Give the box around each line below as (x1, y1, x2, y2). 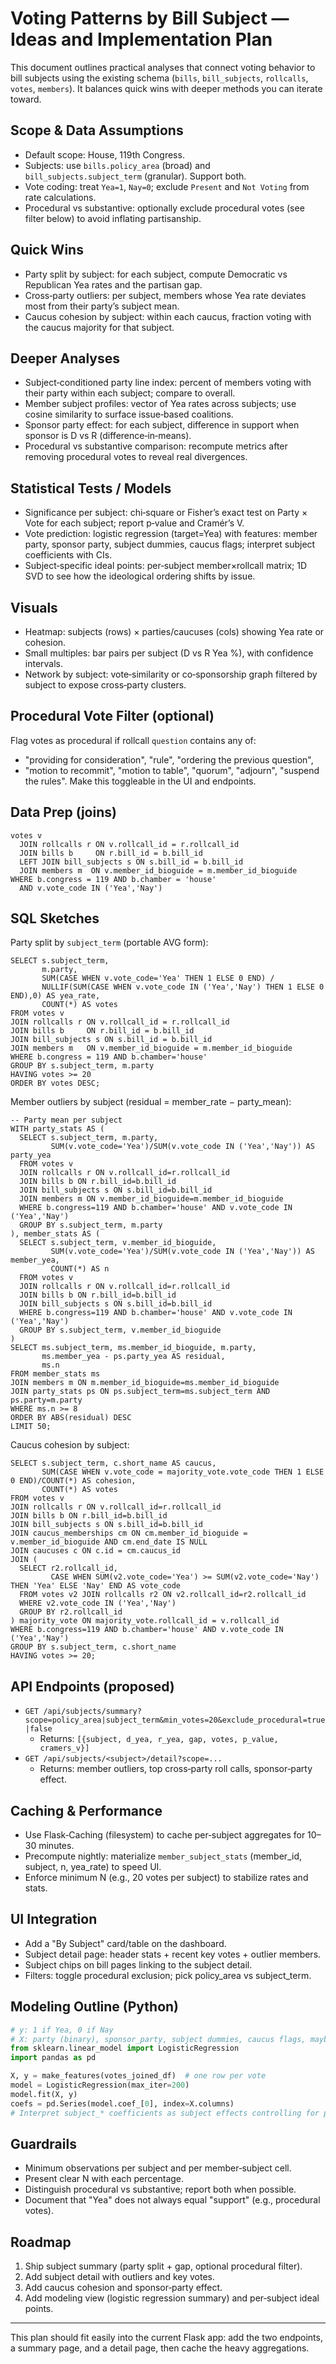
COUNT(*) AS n (50, 1264, 110, 1274)
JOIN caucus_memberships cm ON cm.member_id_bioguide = (10, 1528, 248, 1539)
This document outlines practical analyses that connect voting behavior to (10, 61, 316, 73)
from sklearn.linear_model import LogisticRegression (10, 2043, 240, 2054)
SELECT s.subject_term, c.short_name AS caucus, (10, 1458, 217, 1469)
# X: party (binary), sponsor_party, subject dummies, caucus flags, (10, 2034, 307, 2044)
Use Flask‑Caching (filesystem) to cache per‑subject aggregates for (24, 1829, 306, 1841)
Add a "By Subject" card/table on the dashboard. (24, 1937, 227, 1949)
